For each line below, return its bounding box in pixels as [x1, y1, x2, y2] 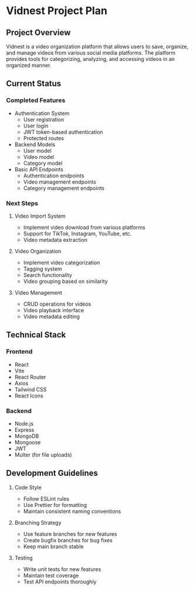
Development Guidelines [6, 468, 98, 478]
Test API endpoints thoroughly [23, 578, 97, 585]
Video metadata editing [23, 313, 80, 320]
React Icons [14, 392, 44, 399]
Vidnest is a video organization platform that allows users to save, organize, [6, 43, 189, 50]
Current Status [6, 79, 62, 89]
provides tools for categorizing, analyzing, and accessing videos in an [6, 56, 175, 62]
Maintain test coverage [23, 572, 79, 579]
